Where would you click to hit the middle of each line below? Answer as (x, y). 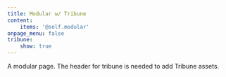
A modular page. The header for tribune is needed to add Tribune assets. (113, 66)
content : (20, 20)
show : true (36, 46)
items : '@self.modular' (55, 27)
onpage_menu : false (36, 33)
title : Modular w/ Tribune (47, 14)
